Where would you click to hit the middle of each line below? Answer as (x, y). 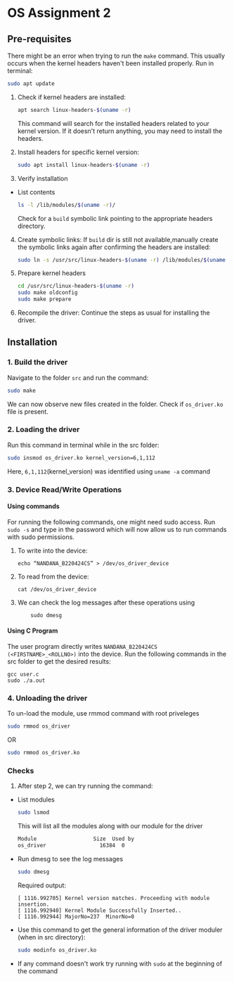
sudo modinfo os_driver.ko (57, 950)
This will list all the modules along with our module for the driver (110, 826)
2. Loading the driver (44, 429)
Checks (21, 771)
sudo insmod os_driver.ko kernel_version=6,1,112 (82, 458)
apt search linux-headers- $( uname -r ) (74, 110)
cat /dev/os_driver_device (57, 589)
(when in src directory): (51, 937)
